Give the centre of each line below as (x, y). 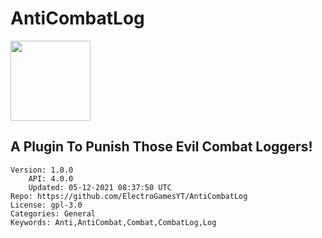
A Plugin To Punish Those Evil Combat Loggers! (161, 147)
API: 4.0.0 (51, 178)
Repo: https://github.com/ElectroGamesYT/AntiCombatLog (129, 196)
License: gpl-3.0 (46, 205)
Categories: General (53, 213)
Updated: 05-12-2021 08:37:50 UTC (100, 187)
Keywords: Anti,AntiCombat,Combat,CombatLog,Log (113, 222)
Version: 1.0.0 (42, 170)
